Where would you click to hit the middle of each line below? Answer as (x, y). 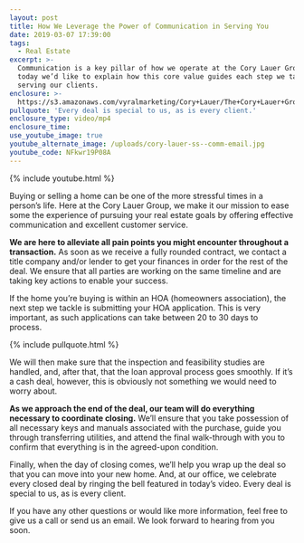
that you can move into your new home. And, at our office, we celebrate (143, 474)
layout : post (34, 18)
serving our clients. (58, 85)
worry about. (33, 391)
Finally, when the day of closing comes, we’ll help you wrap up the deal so (148, 464)
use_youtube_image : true (56, 136)
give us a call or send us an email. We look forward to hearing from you (142, 520)
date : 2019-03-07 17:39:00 (60, 34)
